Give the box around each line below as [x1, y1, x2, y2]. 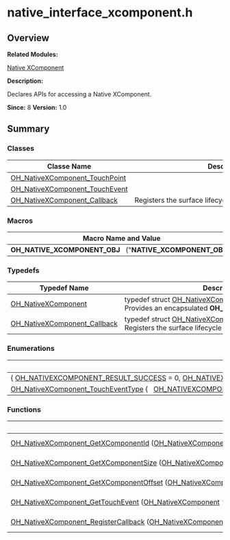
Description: [7, 77, 43, 85]
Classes [7, 144, 35, 154]
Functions [7, 404, 41, 414]
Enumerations [7, 344, 55, 354]
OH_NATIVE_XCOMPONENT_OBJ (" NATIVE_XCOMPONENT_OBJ [10, 245, 227, 254]
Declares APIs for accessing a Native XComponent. [7, 90, 152, 98]
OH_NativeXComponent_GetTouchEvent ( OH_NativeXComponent [10, 497, 220, 506]
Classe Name [47, 161, 92, 171]
